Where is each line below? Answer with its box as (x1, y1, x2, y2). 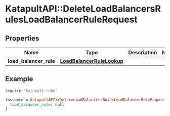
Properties (5, 34, 39, 43)
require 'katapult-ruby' (5, 88, 58, 93)
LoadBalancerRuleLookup (60, 58, 124, 64)
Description (128, 49, 157, 56)
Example (5, 74, 33, 84)
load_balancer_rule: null (10, 102, 65, 107)
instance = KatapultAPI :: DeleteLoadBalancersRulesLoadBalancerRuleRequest (5, 97, 166, 102)
